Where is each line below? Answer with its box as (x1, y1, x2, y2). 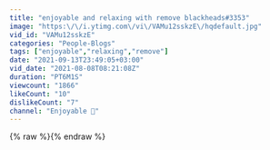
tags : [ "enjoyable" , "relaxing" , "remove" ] (9, 47, 169, 56)
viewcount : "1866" (9, 81, 79, 90)
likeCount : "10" (9, 89, 71, 98)
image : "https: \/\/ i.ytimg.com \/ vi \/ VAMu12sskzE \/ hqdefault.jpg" (9, 22, 262, 31)
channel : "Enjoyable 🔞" (9, 106, 100, 115)
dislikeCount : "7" (9, 97, 79, 107)
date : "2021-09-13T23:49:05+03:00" (9, 55, 145, 65)
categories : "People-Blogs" (9, 38, 116, 48)
